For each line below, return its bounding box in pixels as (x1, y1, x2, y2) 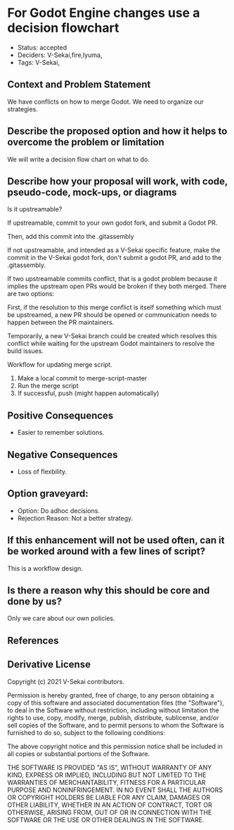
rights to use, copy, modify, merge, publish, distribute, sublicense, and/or (7, 713, 219, 721)
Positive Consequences (7, 409, 114, 421)
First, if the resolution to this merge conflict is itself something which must (7, 303, 221, 311)
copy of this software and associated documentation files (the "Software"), (7, 698, 225, 707)
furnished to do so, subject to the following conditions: (7, 728, 165, 737)
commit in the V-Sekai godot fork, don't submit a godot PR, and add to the (7, 254, 222, 262)
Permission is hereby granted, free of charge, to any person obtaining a (7, 690, 214, 699)
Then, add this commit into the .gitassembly (7, 233, 135, 241)
